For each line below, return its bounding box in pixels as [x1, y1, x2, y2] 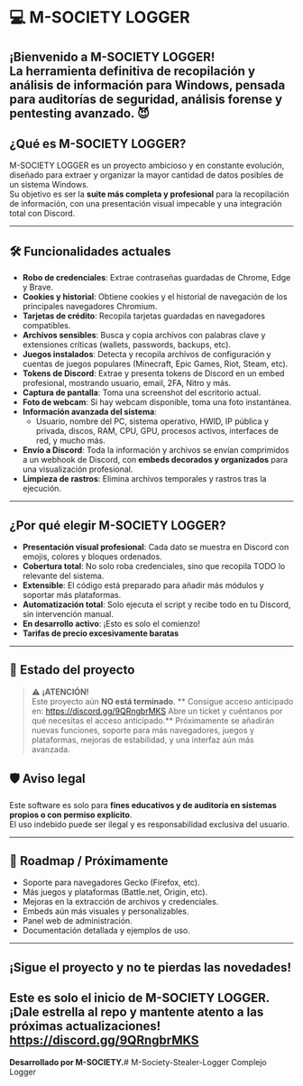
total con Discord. [9, 208, 76, 219]
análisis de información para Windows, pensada [9, 78, 286, 93]
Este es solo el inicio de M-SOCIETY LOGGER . [9, 990, 271, 1006]
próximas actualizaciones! [9, 1018, 161, 1034]
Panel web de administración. [22, 916, 133, 926]
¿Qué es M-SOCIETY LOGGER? [9, 136, 187, 152]
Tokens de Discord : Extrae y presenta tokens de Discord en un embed [22, 368, 285, 379]
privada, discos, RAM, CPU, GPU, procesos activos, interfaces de [35, 426, 280, 437]
